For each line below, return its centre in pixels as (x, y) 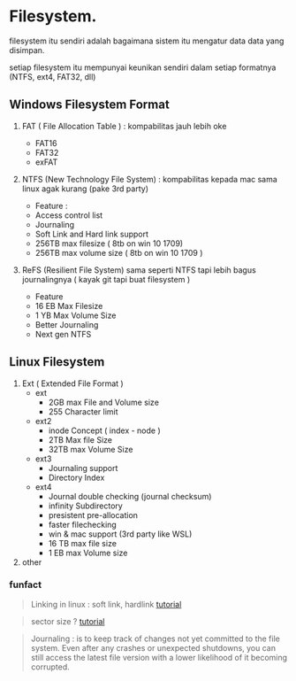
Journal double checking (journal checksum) (130, 496)
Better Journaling (67, 324)
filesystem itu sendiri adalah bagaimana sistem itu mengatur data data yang (147, 41)
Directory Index (76, 477)
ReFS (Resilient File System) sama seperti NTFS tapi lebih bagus (139, 270)
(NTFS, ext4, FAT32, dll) (53, 76)
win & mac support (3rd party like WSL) (120, 534)
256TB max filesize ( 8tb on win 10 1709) (109, 243)
